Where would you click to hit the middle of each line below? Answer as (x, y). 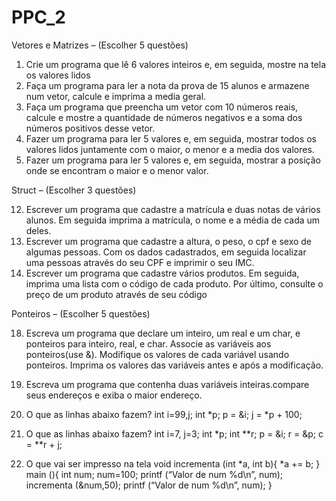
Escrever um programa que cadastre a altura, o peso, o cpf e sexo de (169, 241)
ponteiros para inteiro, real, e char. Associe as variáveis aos (148, 343)
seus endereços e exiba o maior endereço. (114, 395)
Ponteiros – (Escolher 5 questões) (81, 313)
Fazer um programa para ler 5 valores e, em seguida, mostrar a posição (173, 160)
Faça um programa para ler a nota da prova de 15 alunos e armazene (167, 85)
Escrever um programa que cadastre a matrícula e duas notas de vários (173, 209)
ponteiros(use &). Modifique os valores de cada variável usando (157, 354)
